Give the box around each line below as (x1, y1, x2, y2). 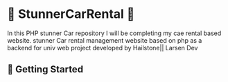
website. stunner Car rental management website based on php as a (7, 36, 202, 44)
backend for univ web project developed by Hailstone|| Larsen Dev (7, 43, 198, 52)
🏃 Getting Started (7, 63, 84, 75)
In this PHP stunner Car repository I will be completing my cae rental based (7, 29, 222, 37)
